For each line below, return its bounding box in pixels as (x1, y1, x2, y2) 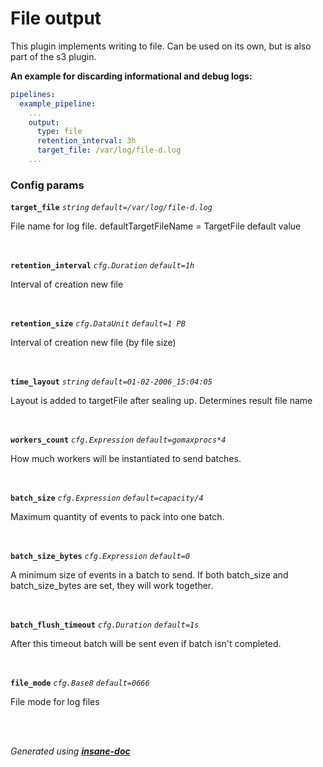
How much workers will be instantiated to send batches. (10, 453, 242, 465)
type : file (36, 127, 83, 137)
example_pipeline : (19, 98, 97, 109)
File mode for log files (10, 696, 100, 708)
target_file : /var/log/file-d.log (36, 145, 182, 156)
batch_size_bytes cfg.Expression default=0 (10, 552, 191, 562)
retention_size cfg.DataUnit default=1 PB (10, 319, 186, 329)
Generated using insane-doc (10, 745, 131, 757)
